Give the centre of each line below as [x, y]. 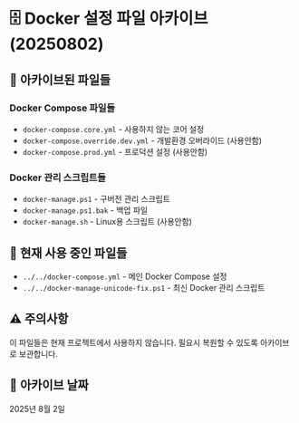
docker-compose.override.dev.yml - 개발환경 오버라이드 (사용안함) [142, 140]
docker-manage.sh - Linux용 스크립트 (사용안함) [107, 222]
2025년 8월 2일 [37, 409]
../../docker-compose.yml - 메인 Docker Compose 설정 [125, 276]
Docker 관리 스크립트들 [58, 178]
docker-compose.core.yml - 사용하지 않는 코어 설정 [113, 129]
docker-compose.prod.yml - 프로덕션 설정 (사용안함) [115, 151]
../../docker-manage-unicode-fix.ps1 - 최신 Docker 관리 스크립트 [144, 287]
